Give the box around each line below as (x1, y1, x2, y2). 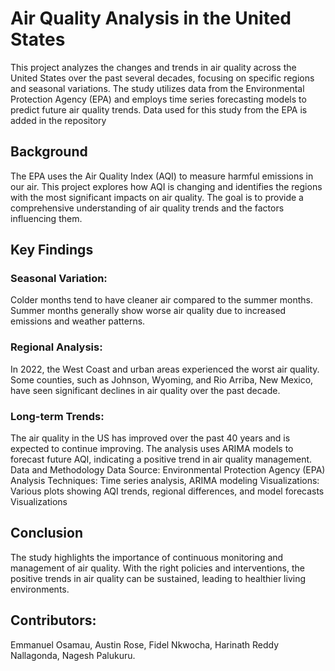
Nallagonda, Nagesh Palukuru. (10, 649, 136, 661)
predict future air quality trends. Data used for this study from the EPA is (10, 103, 308, 116)
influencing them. (10, 212, 83, 224)
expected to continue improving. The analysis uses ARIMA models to (10, 443, 294, 455)
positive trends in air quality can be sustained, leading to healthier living (10, 572, 307, 584)
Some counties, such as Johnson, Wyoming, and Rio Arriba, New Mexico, (10, 373, 314, 386)
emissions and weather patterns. (10, 315, 146, 327)
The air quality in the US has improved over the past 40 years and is (10, 432, 291, 444)
